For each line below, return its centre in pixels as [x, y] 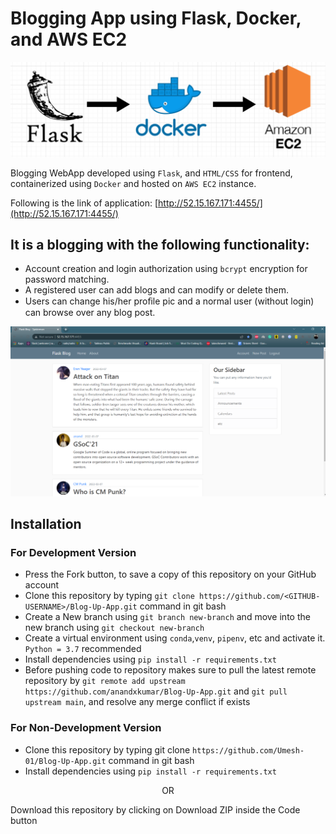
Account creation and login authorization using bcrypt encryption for [166, 269]
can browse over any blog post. [90, 313]
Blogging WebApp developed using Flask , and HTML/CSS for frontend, [151, 173]
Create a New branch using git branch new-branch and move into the [167, 617]
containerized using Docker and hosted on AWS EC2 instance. [133, 183]
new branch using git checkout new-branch [114, 628]
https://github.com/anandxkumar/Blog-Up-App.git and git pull [156, 691]
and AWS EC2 [69, 39]
